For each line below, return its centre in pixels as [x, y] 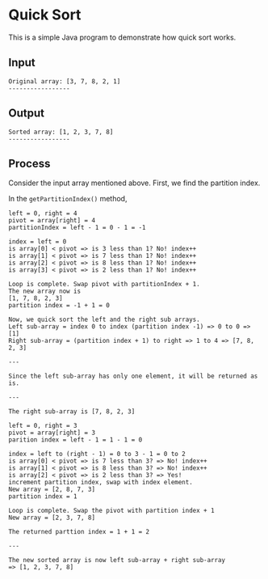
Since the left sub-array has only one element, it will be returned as [133, 376]
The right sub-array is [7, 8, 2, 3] [72, 412]
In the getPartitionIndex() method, [68, 199]
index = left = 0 [38, 242]
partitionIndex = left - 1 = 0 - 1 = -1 [77, 228]
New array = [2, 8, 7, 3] [52, 490]
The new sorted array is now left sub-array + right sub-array [117, 560]
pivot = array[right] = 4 [52, 221]
